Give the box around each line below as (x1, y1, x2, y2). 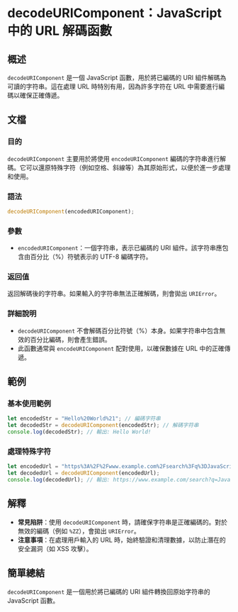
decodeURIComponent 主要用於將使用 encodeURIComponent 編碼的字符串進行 (7, 154, 220, 162)
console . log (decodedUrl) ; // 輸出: (7, 477, 110, 484)
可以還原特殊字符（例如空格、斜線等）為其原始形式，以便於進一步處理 (25, 163, 231, 172)
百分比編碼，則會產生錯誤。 (30, 335, 111, 343)
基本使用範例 (7, 399, 52, 408)
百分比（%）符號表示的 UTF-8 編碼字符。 (30, 252, 152, 261)
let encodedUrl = (7, 463, 59, 470)
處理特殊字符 (7, 446, 52, 456)
